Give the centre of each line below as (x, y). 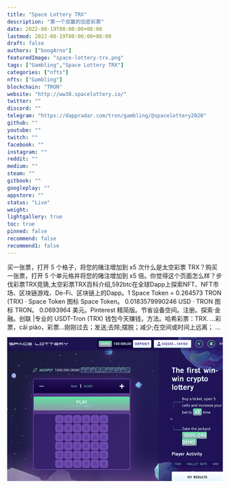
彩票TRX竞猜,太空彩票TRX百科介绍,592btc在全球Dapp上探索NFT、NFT (113, 284)
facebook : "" (26, 145)
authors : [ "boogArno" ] (39, 51)
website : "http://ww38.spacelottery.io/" (67, 94)
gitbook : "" (24, 181)
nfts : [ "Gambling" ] (35, 80)
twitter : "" (24, 101)
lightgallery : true (35, 217)
